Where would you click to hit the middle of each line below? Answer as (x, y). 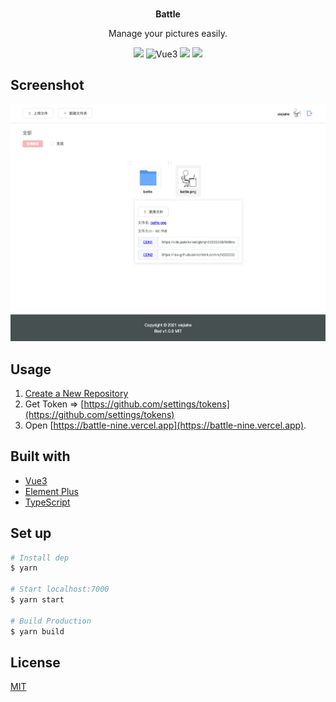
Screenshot (47, 85)
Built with (40, 456)
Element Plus (51, 491)
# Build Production (51, 621)
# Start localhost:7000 (60, 589)
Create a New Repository (76, 393)
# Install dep (40, 558)
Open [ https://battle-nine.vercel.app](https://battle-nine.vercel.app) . (165, 425)
